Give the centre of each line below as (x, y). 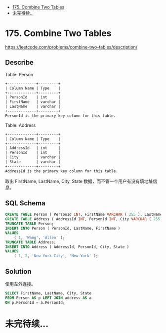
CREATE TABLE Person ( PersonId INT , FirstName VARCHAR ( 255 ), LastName (84, 215)
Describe (19, 63)
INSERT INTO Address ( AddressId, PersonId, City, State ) (67, 247)
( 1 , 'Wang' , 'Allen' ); (40, 238)
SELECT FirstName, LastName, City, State (48, 293)
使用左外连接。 (20, 284)
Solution (18, 271)
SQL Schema (25, 203)
